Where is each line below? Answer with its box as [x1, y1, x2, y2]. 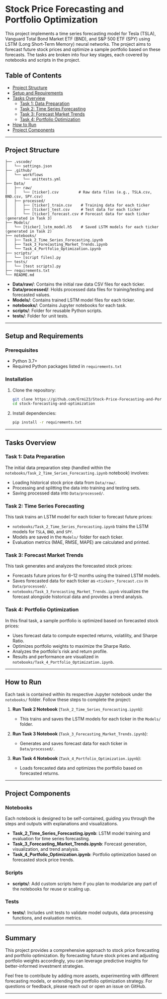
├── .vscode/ [5, 159, 32, 164]
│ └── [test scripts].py [5, 264, 61, 269]
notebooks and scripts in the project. [5, 57, 81, 63]
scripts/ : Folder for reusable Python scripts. [12, 307, 103, 313]
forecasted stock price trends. [12, 857, 75, 863]
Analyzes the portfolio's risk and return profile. [12, 648, 108, 654]
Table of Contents [5, 71, 62, 80]
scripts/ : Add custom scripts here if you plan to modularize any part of [12, 881, 158, 887]
